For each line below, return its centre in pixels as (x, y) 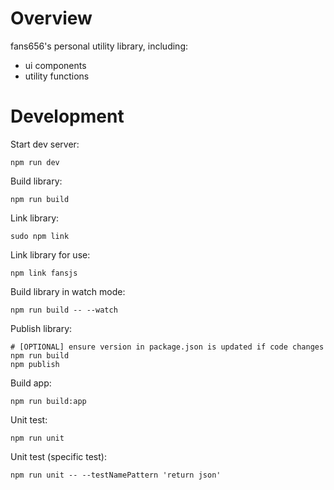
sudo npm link (40, 236)
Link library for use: (50, 254)
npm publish (35, 364)
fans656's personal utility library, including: (99, 46)
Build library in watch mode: (68, 291)
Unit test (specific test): (58, 456)
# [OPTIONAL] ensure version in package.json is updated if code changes (167, 347)
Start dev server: (45, 144)
